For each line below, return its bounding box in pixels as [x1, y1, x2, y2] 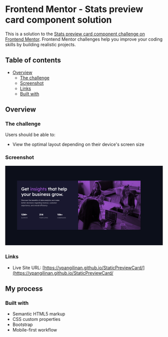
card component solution [5, 14, 112, 26]
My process [5, 284, 43, 293]
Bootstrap [12, 321, 33, 327]
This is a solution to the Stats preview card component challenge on [5, 31, 145, 37]
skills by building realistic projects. [5, 41, 76, 47]
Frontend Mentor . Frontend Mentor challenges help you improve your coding [5, 36, 163, 42]
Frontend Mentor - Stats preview [5, 4, 143, 15]
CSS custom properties [12, 316, 61, 322]
